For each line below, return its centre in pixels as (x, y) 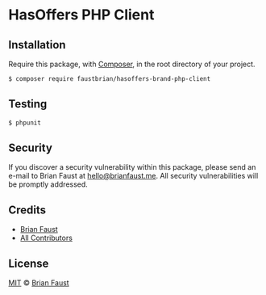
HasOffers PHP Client (81, 15)
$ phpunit (25, 123)
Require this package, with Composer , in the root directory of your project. (132, 64)
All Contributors (46, 238)
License (29, 263)
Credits (27, 210)
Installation (37, 45)
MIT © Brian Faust (39, 283)
